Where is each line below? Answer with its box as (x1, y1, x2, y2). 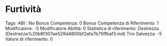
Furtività (5, 3, 41, 15)
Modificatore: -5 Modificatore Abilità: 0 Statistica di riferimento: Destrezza (5, 25, 159, 31)
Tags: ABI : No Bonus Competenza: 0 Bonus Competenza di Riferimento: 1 (5, 20, 159, 26)
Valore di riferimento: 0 (5, 36, 53, 42)
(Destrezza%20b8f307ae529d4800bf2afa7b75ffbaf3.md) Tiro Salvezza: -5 (5, 30, 162, 36)
